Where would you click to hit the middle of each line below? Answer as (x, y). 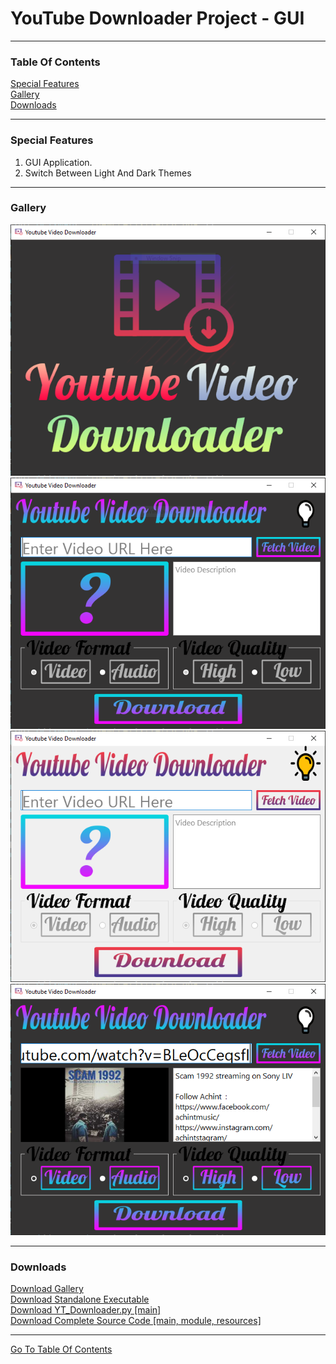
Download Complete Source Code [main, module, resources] (136, 1320)
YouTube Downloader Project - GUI (157, 18)
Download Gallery (47, 1288)
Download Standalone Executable (80, 1299)
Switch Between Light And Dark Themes (108, 173)
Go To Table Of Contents (61, 1349)
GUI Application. (58, 162)
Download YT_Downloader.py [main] (86, 1309)
